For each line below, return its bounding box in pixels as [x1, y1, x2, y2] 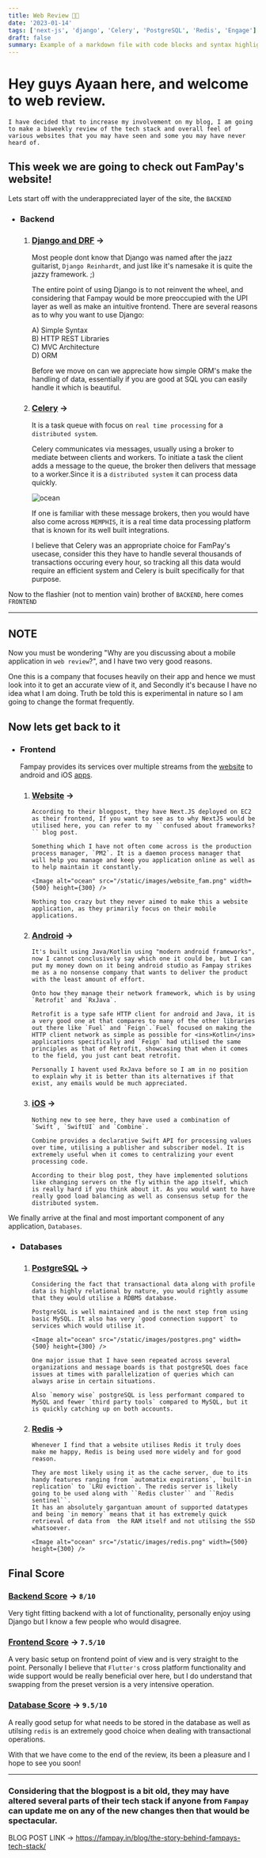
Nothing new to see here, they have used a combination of [31, 1115, 231, 1124]
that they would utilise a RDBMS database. [31, 1294, 178, 1302]
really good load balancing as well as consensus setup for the [31, 1192, 249, 1200]
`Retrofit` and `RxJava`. [31, 997, 117, 1005]
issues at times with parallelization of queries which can [31, 1370, 234, 1378]
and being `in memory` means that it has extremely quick [31, 1510, 227, 1518]
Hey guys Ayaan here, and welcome [8, 75, 249, 93]
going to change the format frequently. [8, 697, 135, 707]
